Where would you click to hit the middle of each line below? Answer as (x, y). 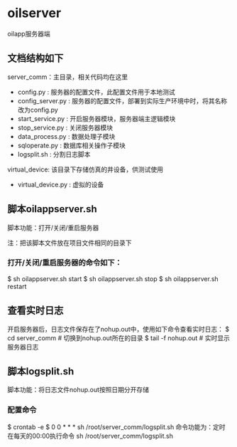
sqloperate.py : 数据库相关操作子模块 (72, 145)
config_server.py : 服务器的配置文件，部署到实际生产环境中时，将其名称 (122, 100)
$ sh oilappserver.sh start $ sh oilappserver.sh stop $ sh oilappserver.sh (113, 278)
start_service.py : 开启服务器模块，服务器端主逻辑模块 (97, 118)
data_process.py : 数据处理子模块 (66, 136)
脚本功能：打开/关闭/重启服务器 (53, 227)
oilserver (34, 13)
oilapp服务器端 (29, 33)
